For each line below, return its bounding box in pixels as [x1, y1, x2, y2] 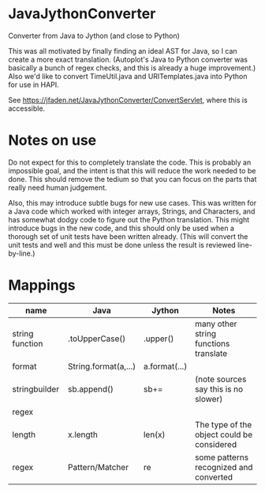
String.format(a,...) [68, 361, 136, 372]
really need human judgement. [8, 183, 108, 192]
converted [194, 472, 233, 483]
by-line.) [8, 248, 35, 258]
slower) [194, 393, 223, 404]
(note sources [194, 374, 247, 385]
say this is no [194, 383, 244, 394]
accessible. [8, 104, 46, 113]
